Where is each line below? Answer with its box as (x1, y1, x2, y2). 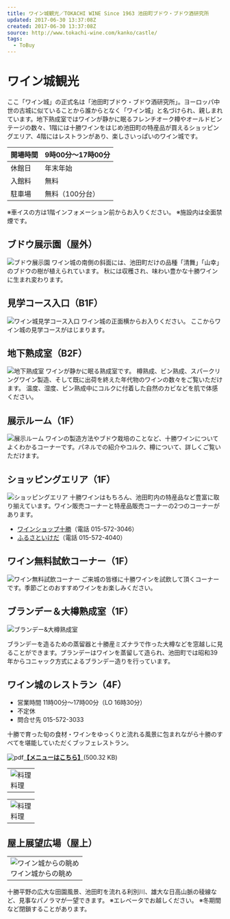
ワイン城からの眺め (10, 869, 73, 878)
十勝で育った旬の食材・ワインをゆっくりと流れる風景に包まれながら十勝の (7, 730, 217, 738)
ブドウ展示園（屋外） (7, 238, 97, 251)
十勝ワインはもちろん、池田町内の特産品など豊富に (69, 493, 214, 501)
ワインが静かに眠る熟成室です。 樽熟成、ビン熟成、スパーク (45, 367, 215, 375)
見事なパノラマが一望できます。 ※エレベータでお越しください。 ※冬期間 (18, 896, 221, 905)
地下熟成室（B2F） (7, 348, 88, 359)
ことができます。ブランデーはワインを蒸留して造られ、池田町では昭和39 (12, 648, 218, 657)
